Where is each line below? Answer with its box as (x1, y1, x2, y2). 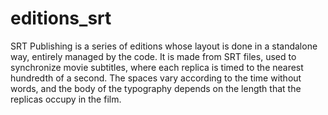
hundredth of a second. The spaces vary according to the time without (10, 72, 302, 84)
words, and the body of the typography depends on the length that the (10, 82, 302, 94)
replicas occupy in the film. (10, 93, 122, 105)
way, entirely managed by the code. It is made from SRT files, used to (10, 50, 297, 62)
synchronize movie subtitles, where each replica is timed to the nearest (10, 61, 304, 73)
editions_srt (10, 7, 112, 30)
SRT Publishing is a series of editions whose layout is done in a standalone (10, 40, 318, 52)
